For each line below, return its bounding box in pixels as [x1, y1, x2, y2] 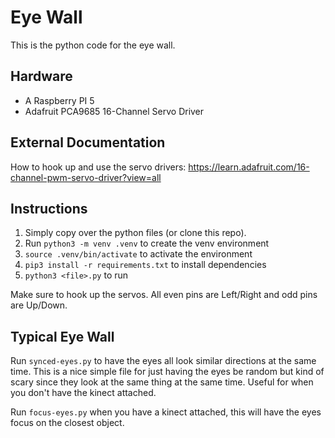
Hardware [10, 68, 73, 85]
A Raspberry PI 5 [24, 94, 95, 106]
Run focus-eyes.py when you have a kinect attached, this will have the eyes [10, 406, 322, 418]
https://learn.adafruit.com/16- [188, 161, 310, 173]
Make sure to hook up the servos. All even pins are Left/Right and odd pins [10, 289, 318, 301]
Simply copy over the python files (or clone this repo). [24, 227, 247, 239]
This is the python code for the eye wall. [10, 39, 176, 51]
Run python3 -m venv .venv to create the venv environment [24, 237, 270, 250]
